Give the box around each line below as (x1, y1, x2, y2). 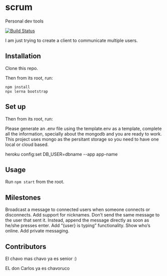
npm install (5, 84, 30, 89)
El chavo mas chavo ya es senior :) (5, 255, 77, 261)
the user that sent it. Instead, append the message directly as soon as (5, 217, 149, 223)
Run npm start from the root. (5, 179, 65, 185)
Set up (5, 102, 26, 111)
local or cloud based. (5, 141, 49, 147)
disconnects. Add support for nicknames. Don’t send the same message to (5, 212, 160, 218)
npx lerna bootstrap (5, 89, 49, 94)
